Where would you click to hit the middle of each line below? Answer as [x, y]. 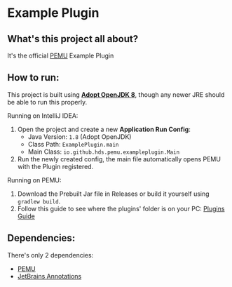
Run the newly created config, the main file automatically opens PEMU [119, 159]
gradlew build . [39, 201]
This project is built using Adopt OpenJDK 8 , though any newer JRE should [116, 94]
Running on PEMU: [34, 180]
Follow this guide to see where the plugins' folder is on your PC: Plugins [121, 208]
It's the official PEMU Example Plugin [61, 55]
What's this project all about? [73, 39]
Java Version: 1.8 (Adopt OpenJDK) [80, 136]
